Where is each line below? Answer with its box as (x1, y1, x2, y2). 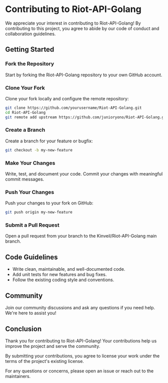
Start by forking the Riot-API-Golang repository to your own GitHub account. (5, 72, 162, 78)
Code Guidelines (5, 253, 58, 261)
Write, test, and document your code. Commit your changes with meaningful (5, 171, 163, 177)
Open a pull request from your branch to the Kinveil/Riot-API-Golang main (5, 233, 157, 239)
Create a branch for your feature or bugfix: (5, 138, 93, 144)
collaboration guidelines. (5, 31, 56, 37)
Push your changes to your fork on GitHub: (5, 200, 93, 206)
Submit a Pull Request (5, 222, 60, 229)
